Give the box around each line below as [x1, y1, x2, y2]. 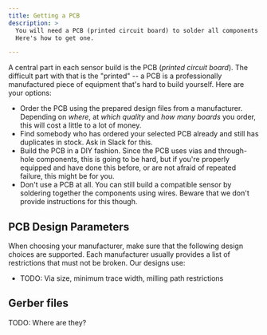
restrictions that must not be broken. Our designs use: [8, 258, 186, 268]
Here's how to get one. [15, 33, 94, 42]
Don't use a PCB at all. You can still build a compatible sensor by [19, 180, 232, 190]
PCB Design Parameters [8, 220, 130, 234]
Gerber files [8, 297, 69, 310]
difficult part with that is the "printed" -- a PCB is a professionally [8, 71, 222, 81]
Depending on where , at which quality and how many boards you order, [19, 112, 257, 122]
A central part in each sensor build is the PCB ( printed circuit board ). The [8, 63, 249, 73]
